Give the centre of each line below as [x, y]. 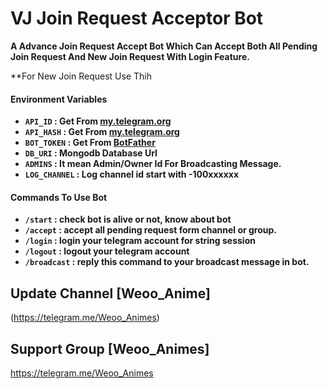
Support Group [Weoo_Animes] [110, 348]
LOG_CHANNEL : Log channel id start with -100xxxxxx [132, 174]
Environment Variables [59, 99]
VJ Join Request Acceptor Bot [137, 18]
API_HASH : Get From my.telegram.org [102, 132]
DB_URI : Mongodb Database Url [91, 153]
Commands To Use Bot [59, 197]
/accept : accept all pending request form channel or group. [151, 230]
